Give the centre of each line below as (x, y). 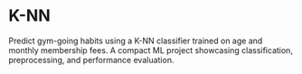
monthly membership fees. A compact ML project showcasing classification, (151, 50)
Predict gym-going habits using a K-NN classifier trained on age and (136, 41)
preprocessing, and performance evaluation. (91, 60)
